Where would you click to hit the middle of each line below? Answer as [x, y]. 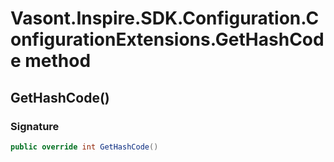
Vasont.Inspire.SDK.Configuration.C [165, 18]
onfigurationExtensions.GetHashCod [167, 39]
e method [51, 61]
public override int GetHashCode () [84, 147]
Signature [35, 126]
